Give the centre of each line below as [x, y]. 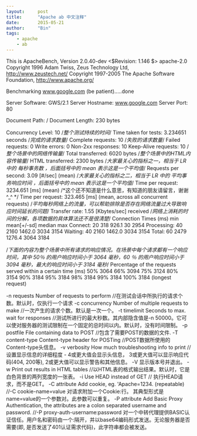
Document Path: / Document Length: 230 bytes [63, 120]
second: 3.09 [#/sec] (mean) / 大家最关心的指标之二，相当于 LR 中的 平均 [94, 175]
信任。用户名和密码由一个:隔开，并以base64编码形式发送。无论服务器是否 [101, 420]
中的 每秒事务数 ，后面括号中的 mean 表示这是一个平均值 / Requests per [93, 168]
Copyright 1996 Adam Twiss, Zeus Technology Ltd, [68, 67]
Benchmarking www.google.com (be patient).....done [70, 91]
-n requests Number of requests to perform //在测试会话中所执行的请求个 [94, 295]
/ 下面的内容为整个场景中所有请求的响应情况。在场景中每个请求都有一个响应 [97, 249]
